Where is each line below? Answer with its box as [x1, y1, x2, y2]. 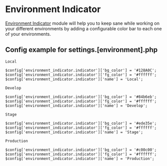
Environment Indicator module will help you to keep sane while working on [5, 20, 160, 26]
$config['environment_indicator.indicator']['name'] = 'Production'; [5, 156, 155, 161]
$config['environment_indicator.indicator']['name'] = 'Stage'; [5, 130, 143, 135]
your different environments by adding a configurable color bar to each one [5, 25, 162, 31]
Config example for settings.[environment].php [5, 45, 158, 54]
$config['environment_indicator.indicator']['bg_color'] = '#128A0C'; [5, 68, 157, 73]
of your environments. [5, 31, 51, 37]
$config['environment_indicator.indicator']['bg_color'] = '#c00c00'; [5, 147, 157, 152]
